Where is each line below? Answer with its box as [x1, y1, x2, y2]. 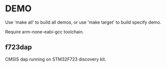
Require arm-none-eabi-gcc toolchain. [5, 29, 84, 34]
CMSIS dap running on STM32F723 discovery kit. [5, 56, 107, 62]
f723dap [5, 43, 32, 52]
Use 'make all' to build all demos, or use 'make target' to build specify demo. [5, 19, 162, 25]
